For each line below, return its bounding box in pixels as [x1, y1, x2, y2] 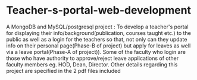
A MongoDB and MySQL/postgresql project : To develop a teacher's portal [6, 23, 189, 30]
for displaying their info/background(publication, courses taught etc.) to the [6, 29, 192, 36]
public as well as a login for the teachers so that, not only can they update [6, 36, 187, 43]
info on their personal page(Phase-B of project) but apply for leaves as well [6, 42, 191, 49]
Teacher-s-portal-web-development [6, 4, 192, 17]
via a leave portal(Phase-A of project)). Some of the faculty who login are [6, 48, 186, 55]
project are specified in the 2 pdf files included [6, 67, 121, 74]
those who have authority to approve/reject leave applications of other [6, 55, 179, 62]
